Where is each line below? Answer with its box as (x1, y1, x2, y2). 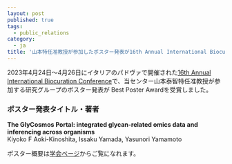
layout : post (7, 10, 45, 17)
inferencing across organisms (7, 128, 95, 136)
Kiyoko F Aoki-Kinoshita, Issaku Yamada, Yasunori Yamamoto (7, 135, 182, 143)
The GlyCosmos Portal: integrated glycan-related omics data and (7, 121, 198, 129)
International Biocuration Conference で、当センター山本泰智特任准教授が (7, 76, 215, 85)
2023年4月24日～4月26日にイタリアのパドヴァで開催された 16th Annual (7, 68, 211, 76)
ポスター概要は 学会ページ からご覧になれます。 (7, 150, 140, 158)
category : (7, 36, 36, 43)
